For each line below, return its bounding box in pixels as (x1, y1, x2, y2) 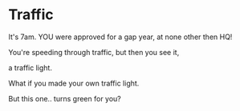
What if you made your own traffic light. (8, 78, 140, 88)
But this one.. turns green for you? (8, 93, 122, 103)
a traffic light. (8, 62, 52, 73)
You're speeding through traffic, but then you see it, (8, 47, 180, 57)
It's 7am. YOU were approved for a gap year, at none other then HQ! (8, 32, 233, 42)
